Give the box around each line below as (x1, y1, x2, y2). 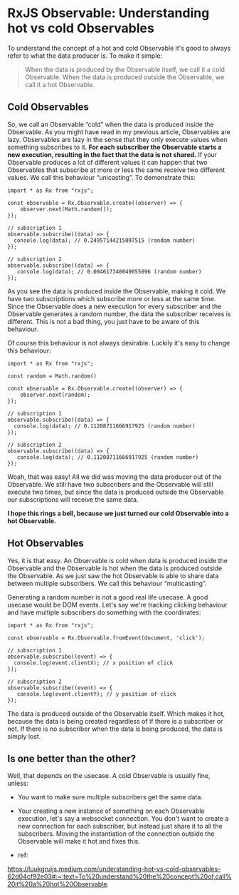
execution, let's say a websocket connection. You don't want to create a (17, 814, 229, 823)
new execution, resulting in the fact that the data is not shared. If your (7, 150, 218, 158)
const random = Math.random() (7, 373, 97, 380)
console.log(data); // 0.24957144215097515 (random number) (14, 237, 196, 244)
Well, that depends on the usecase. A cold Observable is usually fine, (7, 772, 211, 780)
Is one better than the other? (7, 752, 137, 764)
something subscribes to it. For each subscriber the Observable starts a (7, 143, 222, 151)
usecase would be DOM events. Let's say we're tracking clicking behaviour (7, 600, 228, 609)
